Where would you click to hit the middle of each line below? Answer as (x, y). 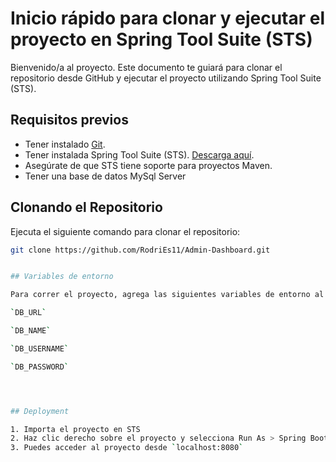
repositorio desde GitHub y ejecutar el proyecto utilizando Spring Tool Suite (166, 78)
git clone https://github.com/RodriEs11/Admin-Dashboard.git (140, 250)
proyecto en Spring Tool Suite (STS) (161, 39)
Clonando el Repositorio (86, 207)
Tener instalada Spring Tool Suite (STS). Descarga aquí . (139, 154)
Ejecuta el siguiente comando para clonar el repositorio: (125, 231)
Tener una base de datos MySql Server (105, 176)
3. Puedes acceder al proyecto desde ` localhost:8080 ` (127, 448)
